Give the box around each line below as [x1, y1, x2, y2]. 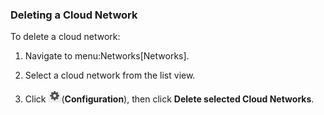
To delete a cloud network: [10, 31, 121, 43]
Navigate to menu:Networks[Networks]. [24, 50, 190, 62]
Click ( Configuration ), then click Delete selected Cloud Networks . [24, 93, 315, 105]
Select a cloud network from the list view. [24, 69, 196, 82]
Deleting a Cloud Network [10, 8, 138, 22]
